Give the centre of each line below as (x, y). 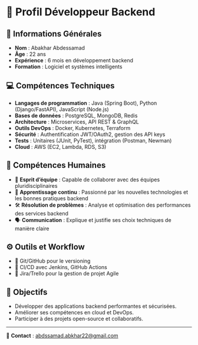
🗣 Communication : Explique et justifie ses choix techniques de (93, 220)
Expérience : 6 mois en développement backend (74, 60)
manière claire (32, 228)
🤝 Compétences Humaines (56, 165)
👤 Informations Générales (54, 34)
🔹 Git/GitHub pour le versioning (52, 261)
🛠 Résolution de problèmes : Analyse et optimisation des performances (103, 205)
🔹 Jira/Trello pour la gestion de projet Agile (67, 274)
